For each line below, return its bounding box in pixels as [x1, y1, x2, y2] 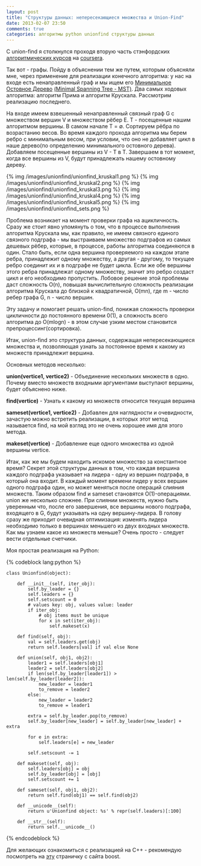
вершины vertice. [6, 447, 51, 454]
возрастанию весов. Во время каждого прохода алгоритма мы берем [6, 129, 187, 137]
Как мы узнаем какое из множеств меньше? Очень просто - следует [6, 529, 185, 536]
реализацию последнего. [6, 98, 72, 106]
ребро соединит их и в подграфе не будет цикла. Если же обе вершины [6, 262, 191, 269]
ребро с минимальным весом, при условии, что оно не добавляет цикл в [6, 135, 196, 143]
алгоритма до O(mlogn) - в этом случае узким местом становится [6, 318, 177, 326]
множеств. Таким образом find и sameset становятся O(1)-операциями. [6, 490, 191, 497]
